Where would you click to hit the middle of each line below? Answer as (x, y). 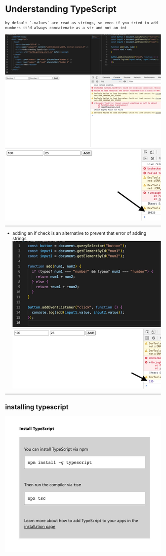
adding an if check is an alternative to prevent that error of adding (79, 233)
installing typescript (37, 407)
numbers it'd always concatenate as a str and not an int (66, 28)
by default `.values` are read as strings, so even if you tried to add (82, 23)
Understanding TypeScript (61, 9)
